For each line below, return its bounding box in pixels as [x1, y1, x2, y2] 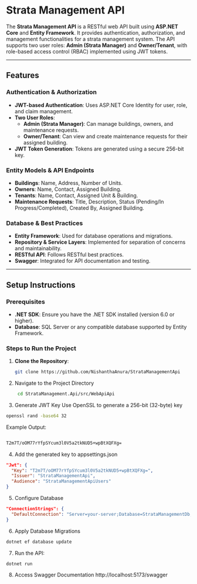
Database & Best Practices [6, 219, 83, 227]
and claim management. [14, 108, 73, 115]
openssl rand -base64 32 [6, 412, 67, 419]
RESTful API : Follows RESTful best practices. [14, 251, 124, 259]
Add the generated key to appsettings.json [14, 451, 118, 458]
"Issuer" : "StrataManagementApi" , [11, 473, 96, 479]
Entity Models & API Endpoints [6, 166, 94, 174]
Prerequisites [6, 297, 45, 306]
